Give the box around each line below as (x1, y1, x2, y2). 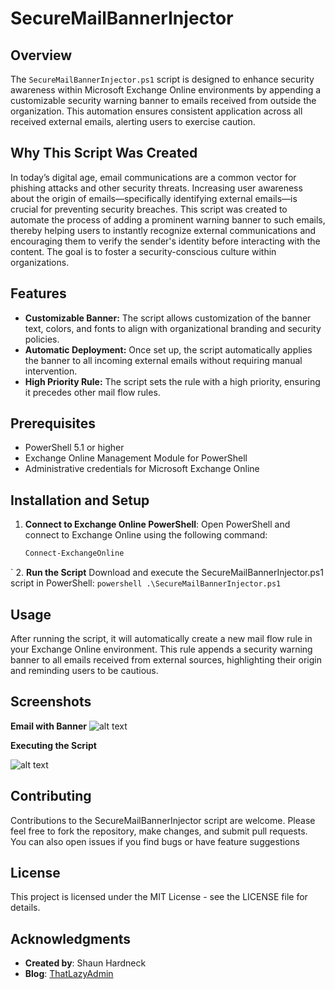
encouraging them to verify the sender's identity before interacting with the (10, 235, 321, 247)
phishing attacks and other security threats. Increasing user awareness (10, 182, 303, 194)
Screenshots (10, 693, 92, 711)
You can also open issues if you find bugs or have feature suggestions (10, 835, 300, 847)
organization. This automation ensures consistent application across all (10, 105, 303, 117)
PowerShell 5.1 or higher (24, 442, 125, 454)
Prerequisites (10, 415, 96, 432)
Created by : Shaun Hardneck (24, 957, 147, 969)
